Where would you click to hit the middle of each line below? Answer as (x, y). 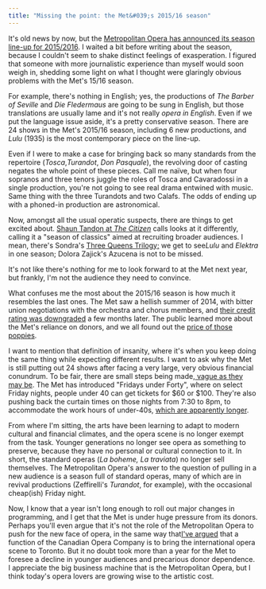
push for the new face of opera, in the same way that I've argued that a (123, 533)
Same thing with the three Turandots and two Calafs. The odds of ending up (132, 196)
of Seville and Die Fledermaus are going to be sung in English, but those (126, 104)
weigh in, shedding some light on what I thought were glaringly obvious (125, 72)
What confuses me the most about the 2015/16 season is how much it (122, 293)
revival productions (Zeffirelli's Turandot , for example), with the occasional (130, 484)
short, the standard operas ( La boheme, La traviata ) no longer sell (116, 459)
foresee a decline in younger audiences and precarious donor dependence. (132, 559)
